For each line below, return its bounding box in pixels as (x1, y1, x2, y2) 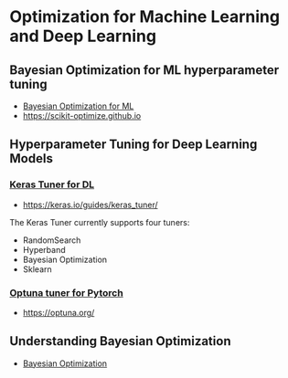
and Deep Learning (9, 26, 157, 47)
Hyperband (22, 244, 66, 255)
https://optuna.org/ (22, 307, 95, 318)
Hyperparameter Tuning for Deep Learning (9, 137, 258, 152)
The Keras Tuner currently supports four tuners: (9, 216, 190, 227)
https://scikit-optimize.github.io (22, 110, 142, 121)
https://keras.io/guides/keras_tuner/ (22, 199, 158, 210)
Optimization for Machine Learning (9, 6, 281, 27)
